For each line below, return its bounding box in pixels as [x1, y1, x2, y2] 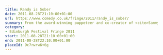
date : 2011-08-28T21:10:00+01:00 [5, 11, 73, 16]
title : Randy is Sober [5, 7, 51, 12]
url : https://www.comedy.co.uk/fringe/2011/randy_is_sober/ [5, 16, 130, 21]
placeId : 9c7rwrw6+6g [5, 43, 49, 47]
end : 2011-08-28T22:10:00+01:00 [5, 38, 70, 43]
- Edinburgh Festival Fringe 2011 [5, 29, 75, 34]
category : [5, 25, 25, 30]
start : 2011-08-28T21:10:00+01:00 [5, 34, 75, 39]
